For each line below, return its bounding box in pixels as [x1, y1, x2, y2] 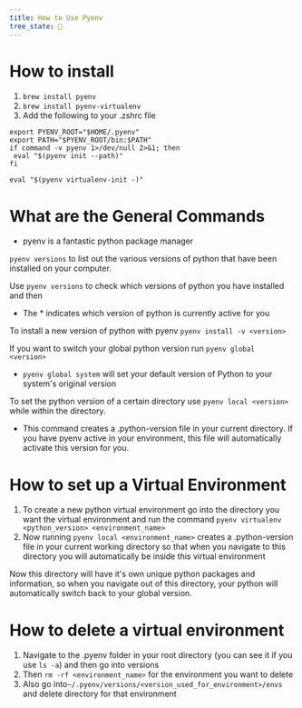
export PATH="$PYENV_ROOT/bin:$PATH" [9, 135, 152, 145]
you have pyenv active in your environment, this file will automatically [22, 433, 282, 444]
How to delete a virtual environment [9, 620, 285, 641]
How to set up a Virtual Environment [9, 474, 287, 495]
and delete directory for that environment [22, 688, 177, 700]
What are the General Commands [9, 205, 266, 226]
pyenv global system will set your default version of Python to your [22, 369, 273, 380]
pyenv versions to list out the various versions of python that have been [9, 254, 278, 264]
